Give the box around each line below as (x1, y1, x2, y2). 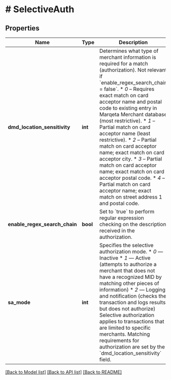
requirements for (99, 337, 139, 344)
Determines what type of (99, 47, 159, 54)
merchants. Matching (99, 331, 150, 337)
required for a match (99, 60, 149, 67)
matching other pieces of (99, 280, 159, 287)
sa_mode (8, 299, 31, 306)
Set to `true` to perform (99, 208, 155, 215)
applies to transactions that (99, 318, 164, 325)
